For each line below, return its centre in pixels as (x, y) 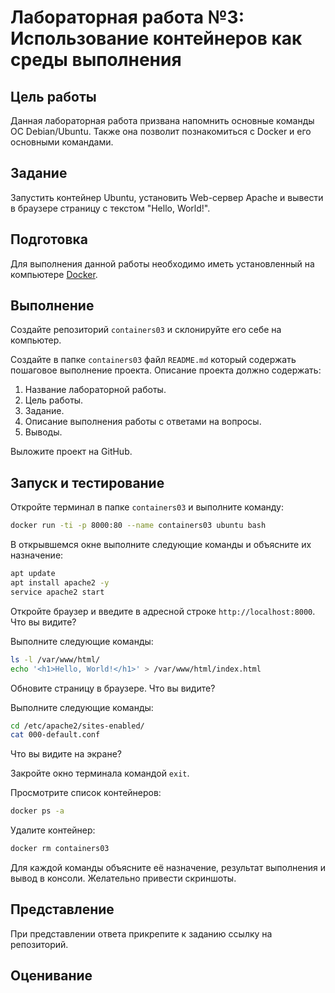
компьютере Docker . (54, 274)
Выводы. (43, 432)
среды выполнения (96, 60)
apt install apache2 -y (60, 583)
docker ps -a (37, 811)
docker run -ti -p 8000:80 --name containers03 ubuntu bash (138, 526)
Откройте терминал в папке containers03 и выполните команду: (147, 507)
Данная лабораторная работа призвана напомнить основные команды (162, 120)
